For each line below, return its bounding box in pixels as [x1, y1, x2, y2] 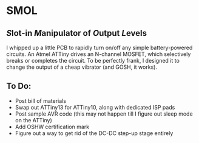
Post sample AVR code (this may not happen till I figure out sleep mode [15, 110, 193, 117]
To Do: [6, 81, 32, 91]
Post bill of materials [15, 97, 67, 104]
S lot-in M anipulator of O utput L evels [6, 28, 147, 38]
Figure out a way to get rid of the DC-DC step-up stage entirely [15, 129, 174, 137]
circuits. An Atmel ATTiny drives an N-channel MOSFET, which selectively [6, 51, 191, 58]
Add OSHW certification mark [15, 123, 90, 130]
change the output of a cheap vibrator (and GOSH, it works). [6, 63, 158, 71]
